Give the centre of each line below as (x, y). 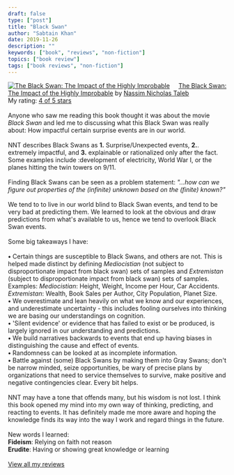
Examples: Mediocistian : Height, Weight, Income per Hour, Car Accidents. (114, 286)
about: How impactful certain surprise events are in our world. (97, 130)
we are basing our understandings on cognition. (77, 316)
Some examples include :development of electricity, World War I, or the (110, 160)
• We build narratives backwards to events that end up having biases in (110, 338)
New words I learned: (39, 434)
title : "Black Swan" (38, 27)
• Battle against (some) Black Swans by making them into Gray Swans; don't (117, 360)
